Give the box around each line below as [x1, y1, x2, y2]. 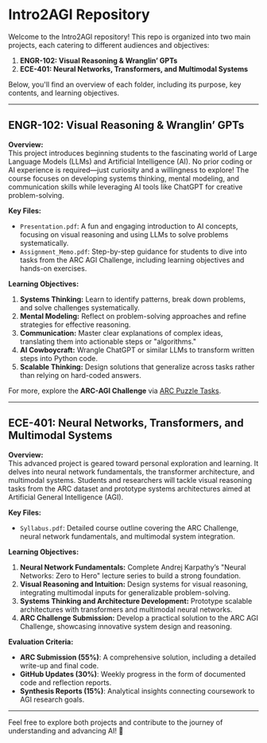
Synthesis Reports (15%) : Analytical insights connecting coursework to [19, 686, 255, 695]
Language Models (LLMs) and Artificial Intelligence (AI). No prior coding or [8, 157, 253, 166]
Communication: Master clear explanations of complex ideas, [19, 328, 223, 337]
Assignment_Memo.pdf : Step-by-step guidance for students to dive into [19, 247, 248, 256]
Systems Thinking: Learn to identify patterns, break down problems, [19, 294, 246, 304]
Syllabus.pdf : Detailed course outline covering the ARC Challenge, [19, 523, 239, 532]
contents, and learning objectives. [8, 88, 120, 97]
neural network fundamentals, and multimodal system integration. [19, 531, 236, 541]
